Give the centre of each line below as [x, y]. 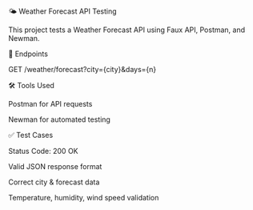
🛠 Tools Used [31, 85]
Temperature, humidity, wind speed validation [84, 198]
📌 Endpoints [28, 54]
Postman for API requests [50, 104]
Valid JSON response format [55, 166]
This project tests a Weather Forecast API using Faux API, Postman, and [127, 30]
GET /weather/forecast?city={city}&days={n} [82, 69]
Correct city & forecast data [54, 182]
